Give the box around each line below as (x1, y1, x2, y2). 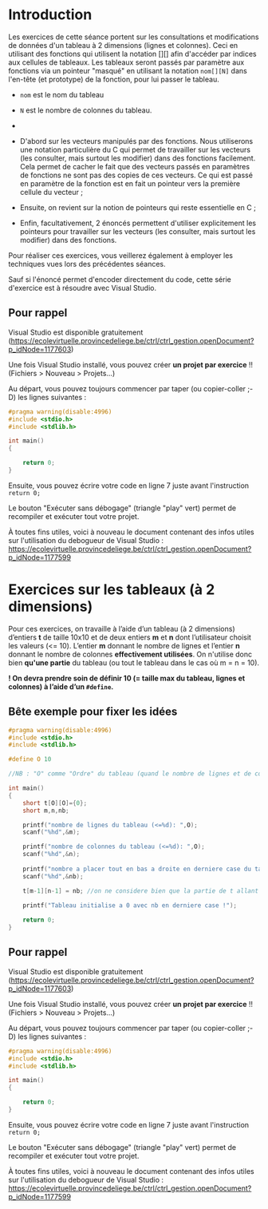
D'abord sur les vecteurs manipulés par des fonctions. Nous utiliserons (19, 136, 254, 145)
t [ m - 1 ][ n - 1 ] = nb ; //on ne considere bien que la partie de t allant (22, 886, 259, 895)
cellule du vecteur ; (19, 187, 84, 196)
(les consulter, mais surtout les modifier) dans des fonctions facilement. (19, 153, 256, 163)
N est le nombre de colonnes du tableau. (19, 105, 152, 115)
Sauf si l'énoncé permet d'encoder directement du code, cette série (8, 274, 231, 284)
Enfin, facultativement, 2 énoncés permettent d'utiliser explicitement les (19, 218, 257, 228)
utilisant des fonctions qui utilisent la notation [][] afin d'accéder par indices (8, 49, 257, 58)
